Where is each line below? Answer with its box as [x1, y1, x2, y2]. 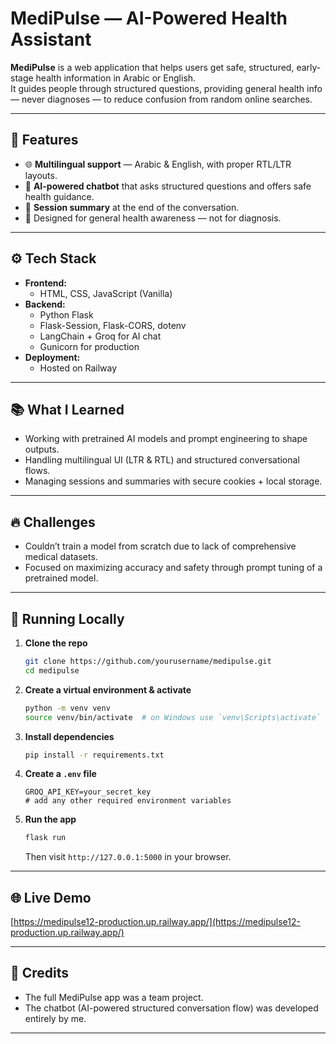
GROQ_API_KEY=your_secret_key [24, 787, 152, 797]
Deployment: [24, 351, 81, 363]
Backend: [24, 298, 66, 310]
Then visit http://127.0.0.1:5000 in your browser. [24, 851, 232, 863]
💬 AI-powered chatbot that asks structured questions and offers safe [24, 180, 312, 192]
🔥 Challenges [10, 513, 96, 531]
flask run [24, 833, 67, 843]
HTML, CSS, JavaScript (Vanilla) [39, 287, 173, 299]
